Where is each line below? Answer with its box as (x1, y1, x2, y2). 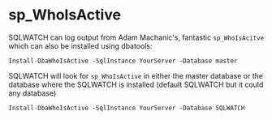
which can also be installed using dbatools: (8, 41, 153, 50)
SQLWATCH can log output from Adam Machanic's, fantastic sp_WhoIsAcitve (8, 32, 265, 42)
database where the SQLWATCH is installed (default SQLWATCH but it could (8, 79, 264, 89)
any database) (8, 88, 57, 98)
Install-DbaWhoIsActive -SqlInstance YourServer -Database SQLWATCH (8, 104, 245, 112)
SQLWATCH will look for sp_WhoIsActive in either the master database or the (8, 71, 264, 80)
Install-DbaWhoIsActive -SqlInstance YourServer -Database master (8, 57, 238, 65)
